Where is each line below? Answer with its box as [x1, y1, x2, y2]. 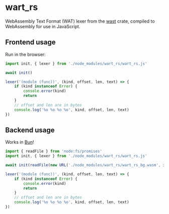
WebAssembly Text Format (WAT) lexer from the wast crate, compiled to [5, 18, 155, 24]
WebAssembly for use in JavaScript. [5, 23, 80, 29]
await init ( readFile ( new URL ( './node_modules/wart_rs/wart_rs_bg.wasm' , [5, 163, 161, 168]
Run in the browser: [5, 51, 46, 57]
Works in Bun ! [5, 139, 34, 145]
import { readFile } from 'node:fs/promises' [5, 149, 102, 154]
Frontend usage [5, 38, 56, 47]
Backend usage [5, 126, 55, 134]
